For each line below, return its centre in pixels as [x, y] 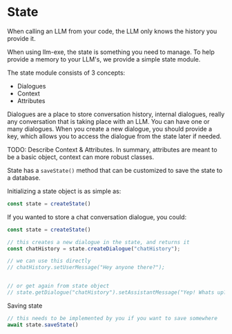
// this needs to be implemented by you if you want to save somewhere [112, 318]
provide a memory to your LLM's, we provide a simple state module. [104, 59]
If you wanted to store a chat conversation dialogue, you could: [97, 217]
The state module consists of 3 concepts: [66, 73]
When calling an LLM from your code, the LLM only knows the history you [112, 31]
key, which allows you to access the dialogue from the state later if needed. [115, 136]
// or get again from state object [58, 286]
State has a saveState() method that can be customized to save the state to [115, 170]
